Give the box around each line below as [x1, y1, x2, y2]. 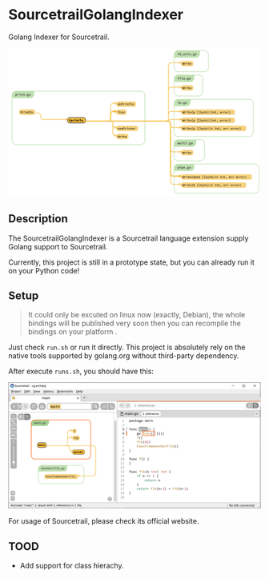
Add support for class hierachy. [19, 561, 124, 571]
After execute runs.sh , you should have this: [8, 366, 155, 377]
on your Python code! [8, 265, 80, 275]
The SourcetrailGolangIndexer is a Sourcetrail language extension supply [8, 233, 249, 243]
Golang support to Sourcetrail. [8, 241, 108, 251]
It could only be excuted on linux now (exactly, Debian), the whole [27, 310, 246, 320]
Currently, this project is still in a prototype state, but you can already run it [8, 257, 255, 267]
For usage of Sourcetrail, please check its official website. [8, 516, 199, 526]
